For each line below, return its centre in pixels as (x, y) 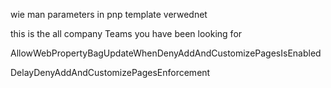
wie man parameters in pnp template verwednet (109, 14)
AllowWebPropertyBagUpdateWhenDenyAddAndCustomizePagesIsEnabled (166, 53)
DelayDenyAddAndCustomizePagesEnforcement (110, 72)
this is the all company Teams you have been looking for (126, 33)
